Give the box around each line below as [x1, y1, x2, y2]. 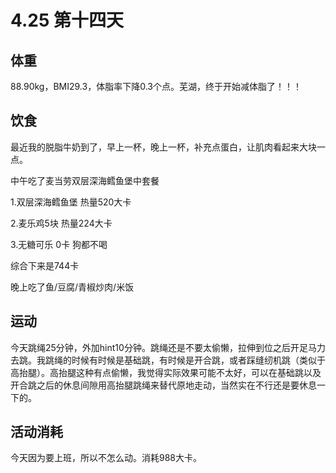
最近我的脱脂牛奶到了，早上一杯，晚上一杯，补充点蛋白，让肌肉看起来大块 [10, 141, 317, 153]
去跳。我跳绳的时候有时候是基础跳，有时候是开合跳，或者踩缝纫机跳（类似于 [10, 354, 326, 366]
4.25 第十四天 [10, 9, 125, 32]
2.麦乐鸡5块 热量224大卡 [10, 217, 113, 229]
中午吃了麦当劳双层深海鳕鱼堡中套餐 [10, 174, 160, 186]
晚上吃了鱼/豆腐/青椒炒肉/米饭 [10, 281, 135, 293]
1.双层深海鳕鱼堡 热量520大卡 [10, 196, 132, 208]
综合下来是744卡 [10, 259, 80, 271]
